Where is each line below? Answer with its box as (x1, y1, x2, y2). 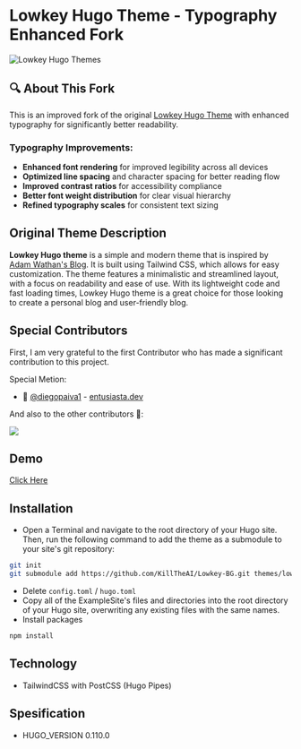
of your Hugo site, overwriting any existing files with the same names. (21, 605, 280, 616)
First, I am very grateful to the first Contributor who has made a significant (9, 347, 284, 357)
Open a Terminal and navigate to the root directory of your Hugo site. (21, 525, 278, 536)
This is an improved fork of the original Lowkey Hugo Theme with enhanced (9, 109, 289, 120)
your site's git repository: (21, 544, 115, 555)
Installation (9, 501, 73, 516)
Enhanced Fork (9, 24, 124, 45)
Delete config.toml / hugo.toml (21, 586, 137, 597)
